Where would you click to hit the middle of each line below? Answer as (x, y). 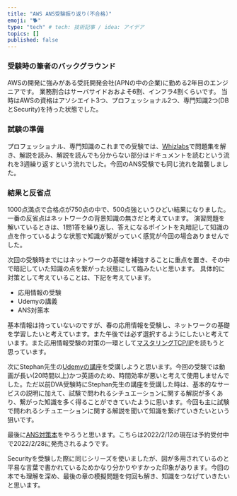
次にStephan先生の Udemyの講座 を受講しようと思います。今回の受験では (113, 367)
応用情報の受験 (39, 293)
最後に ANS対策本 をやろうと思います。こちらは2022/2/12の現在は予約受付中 (118, 435)
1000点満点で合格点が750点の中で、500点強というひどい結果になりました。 (118, 210)
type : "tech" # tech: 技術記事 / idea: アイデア (76, 27)
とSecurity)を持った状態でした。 (55, 110)
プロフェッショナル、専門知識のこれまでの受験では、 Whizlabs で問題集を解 (117, 146)
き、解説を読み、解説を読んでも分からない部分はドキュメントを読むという (116, 155)
